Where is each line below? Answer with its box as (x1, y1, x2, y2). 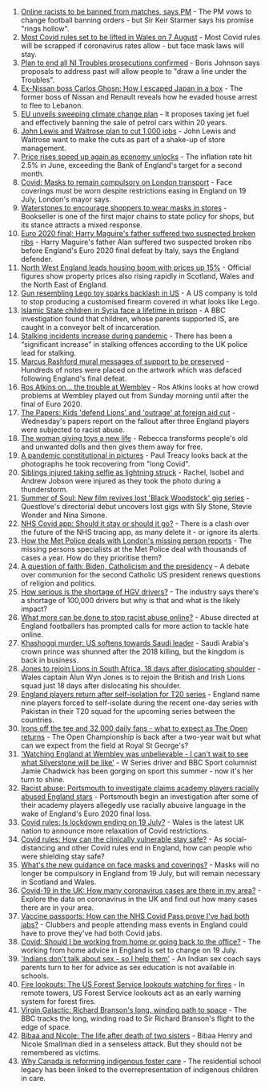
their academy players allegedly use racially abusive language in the (20, 801, 247, 810)
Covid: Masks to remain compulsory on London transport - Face (20, 177, 233, 187)
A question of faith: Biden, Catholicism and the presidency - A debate (20, 561, 251, 571)
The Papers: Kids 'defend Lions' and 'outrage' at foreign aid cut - (20, 408, 235, 417)
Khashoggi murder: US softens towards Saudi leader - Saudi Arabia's (20, 638, 249, 647)
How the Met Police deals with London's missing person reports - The (20, 536, 252, 545)
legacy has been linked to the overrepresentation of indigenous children (20, 1065, 259, 1075)
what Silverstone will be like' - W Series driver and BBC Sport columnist (20, 758, 257, 767)
